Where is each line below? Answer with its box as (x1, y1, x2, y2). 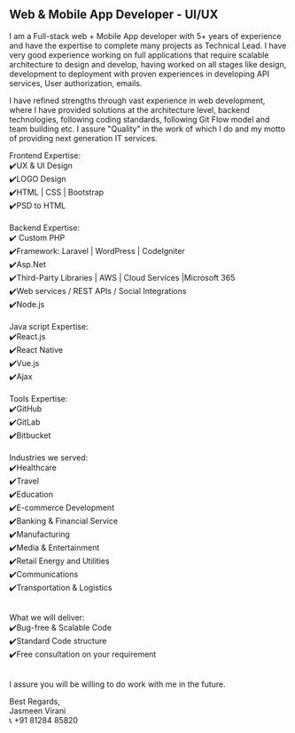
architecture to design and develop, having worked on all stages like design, (9, 59, 287, 69)
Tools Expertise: (9, 393, 68, 403)
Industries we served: (9, 452, 89, 463)
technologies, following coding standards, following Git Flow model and (9, 114, 270, 124)
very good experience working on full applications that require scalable (9, 49, 269, 60)
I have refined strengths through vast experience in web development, (9, 95, 266, 106)
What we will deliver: (9, 612, 85, 623)
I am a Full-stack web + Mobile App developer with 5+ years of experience (9, 30, 282, 41)
